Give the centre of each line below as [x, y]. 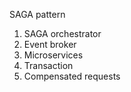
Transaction [48, 65]
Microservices [53, 55]
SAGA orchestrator [62, 33]
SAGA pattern [37, 14]
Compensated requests [72, 76]
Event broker [50, 44]
